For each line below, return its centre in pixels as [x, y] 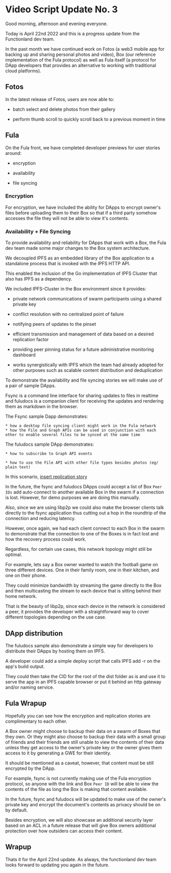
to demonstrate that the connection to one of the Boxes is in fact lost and [82, 534]
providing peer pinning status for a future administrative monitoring [83, 349]
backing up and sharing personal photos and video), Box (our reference [81, 54]
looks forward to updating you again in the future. [57, 865]
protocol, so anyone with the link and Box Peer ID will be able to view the [82, 784]
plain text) [18, 467]
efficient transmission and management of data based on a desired [83, 334]
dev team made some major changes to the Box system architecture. [78, 248]
